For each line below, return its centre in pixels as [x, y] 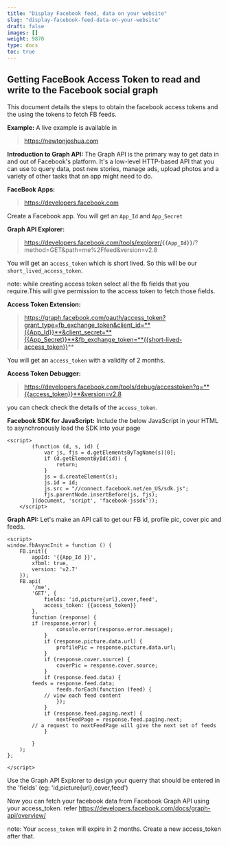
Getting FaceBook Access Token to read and [104, 80]
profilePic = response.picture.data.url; [116, 647]
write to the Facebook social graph [83, 90]
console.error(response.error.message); [115, 629]
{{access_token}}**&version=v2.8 [73, 394]
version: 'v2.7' [55, 569]
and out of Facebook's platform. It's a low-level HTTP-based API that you [111, 161]
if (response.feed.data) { [82, 677]
